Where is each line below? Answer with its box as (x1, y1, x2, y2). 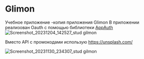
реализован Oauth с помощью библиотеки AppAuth (5, 24, 113, 30)
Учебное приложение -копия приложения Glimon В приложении (5, 19, 140, 25)
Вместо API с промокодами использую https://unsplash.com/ (5, 39, 133, 44)
